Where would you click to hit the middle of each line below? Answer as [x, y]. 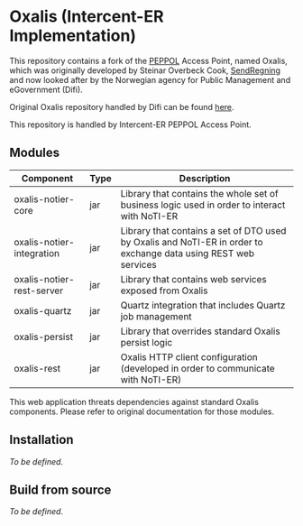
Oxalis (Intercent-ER [87, 17]
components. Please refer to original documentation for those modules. [142, 411]
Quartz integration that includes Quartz [203, 305]
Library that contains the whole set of [199, 193]
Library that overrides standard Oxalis [201, 331]
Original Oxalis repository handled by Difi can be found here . [122, 106]
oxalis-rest [37, 368]
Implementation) [73, 36]
